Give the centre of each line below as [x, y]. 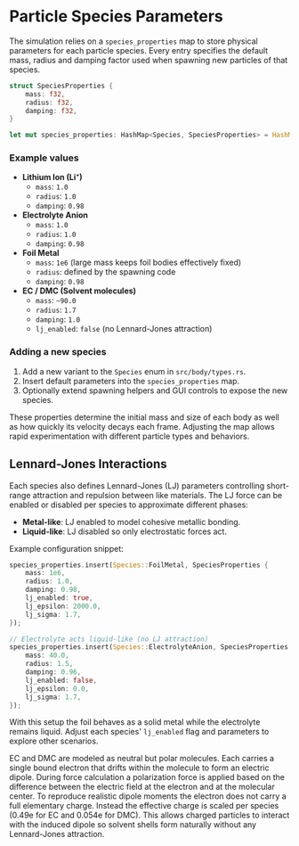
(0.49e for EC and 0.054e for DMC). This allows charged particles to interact [149, 815]
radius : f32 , [49, 103]
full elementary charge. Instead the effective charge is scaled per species [144, 806]
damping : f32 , [51, 111]
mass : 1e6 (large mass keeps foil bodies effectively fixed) [138, 263]
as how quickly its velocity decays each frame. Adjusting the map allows [142, 426]
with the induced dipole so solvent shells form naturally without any [133, 825]
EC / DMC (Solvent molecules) [79, 291]
